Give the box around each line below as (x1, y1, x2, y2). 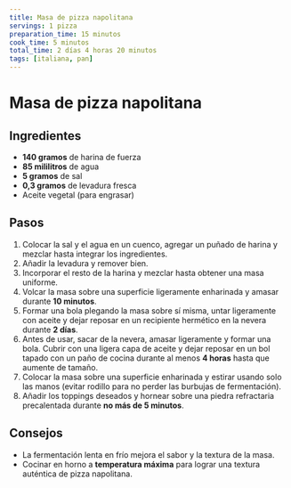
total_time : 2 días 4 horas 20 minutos (9, 46, 158, 55)
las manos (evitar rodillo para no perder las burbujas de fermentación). (21, 380, 282, 392)
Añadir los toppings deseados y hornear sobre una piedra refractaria (21, 390, 274, 401)
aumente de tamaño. (21, 362, 99, 372)
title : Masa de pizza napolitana (9, 12, 133, 22)
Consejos (9, 426, 64, 441)
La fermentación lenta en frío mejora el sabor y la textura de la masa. (21, 449, 275, 460)
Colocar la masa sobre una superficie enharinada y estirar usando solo (21, 371, 282, 382)
